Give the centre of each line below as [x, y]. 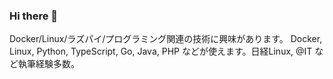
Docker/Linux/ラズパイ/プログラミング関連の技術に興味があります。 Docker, [166, 39]
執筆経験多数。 [48, 64]
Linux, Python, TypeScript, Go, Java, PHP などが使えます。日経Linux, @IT [161, 51]
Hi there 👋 [34, 16]
